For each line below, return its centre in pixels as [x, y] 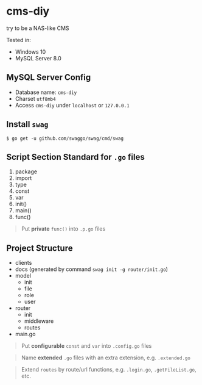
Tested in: [19, 40]
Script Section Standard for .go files [75, 157]
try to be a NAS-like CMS [38, 28]
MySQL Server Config [49, 77]
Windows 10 [30, 52]
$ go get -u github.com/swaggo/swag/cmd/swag [65, 139]
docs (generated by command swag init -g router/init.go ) [92, 269]
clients [23, 263]
